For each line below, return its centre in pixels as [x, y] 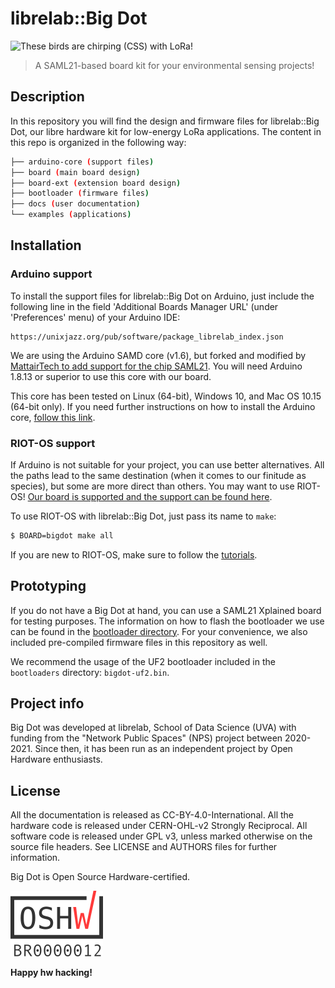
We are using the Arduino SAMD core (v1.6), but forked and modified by [158, 355]
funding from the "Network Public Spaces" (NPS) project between [146, 738]
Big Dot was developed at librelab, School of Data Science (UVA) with [153, 728]
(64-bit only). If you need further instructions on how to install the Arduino [163, 406]
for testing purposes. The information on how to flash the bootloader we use [167, 621]
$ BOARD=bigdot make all [62, 535]
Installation [46, 245]
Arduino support [51, 274]
